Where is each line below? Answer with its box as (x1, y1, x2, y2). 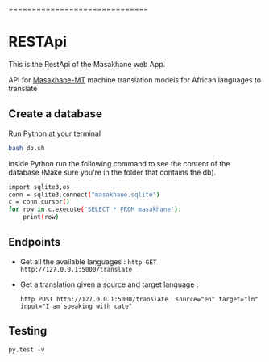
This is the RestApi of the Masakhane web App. (8, 59, 166, 69)
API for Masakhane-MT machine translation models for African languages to (8, 74, 262, 85)
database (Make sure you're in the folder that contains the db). (8, 167, 217, 177)
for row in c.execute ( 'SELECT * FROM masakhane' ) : (8, 205, 182, 214)
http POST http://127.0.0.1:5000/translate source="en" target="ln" (19, 295, 259, 303)
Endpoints (8, 235, 61, 249)
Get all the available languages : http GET (19, 256, 157, 267)
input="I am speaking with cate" (19, 302, 133, 310)
